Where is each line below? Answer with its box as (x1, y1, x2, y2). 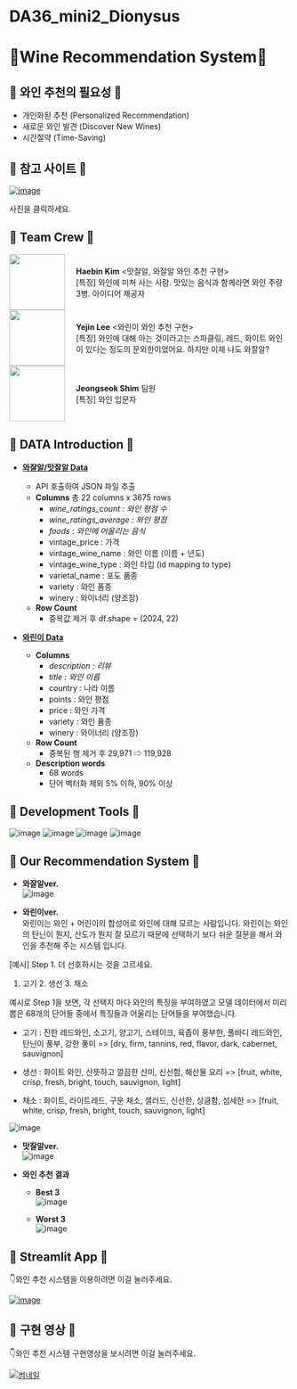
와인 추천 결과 (21, 1170, 69, 1180)
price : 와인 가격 (48, 704, 106, 715)
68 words (48, 767, 84, 777)
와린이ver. (21, 907, 60, 917)
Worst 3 (35, 1214, 67, 1225)
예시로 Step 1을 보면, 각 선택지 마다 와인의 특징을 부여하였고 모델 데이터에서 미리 (9, 997, 287, 1008)
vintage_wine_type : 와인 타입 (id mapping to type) (48, 559, 231, 570)
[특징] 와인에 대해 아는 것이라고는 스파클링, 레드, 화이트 (76, 333, 267, 343)
